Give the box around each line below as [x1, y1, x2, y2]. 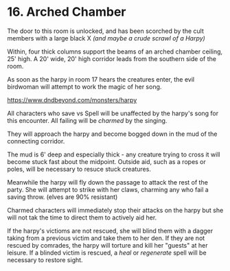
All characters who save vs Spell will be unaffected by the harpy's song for [7, 109, 219, 117]
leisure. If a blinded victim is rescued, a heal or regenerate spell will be [7, 248, 207, 257]
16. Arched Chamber [7, 4, 126, 20]
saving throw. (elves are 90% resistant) [7, 193, 118, 201]
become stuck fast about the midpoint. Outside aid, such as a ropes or [7, 157, 206, 165]
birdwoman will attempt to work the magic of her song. [7, 82, 162, 91]
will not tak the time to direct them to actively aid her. [7, 213, 157, 222]
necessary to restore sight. [7, 255, 84, 264]
